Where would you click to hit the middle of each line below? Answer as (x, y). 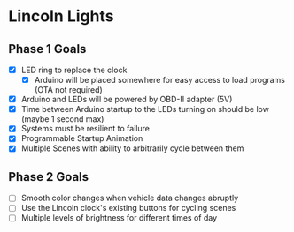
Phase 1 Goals (47, 49)
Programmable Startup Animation (82, 138)
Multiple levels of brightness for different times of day (119, 218)
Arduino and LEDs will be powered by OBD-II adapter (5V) (127, 100)
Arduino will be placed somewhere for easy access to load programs (159, 80)
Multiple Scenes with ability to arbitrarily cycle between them (132, 148)
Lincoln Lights (61, 16)
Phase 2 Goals (49, 177)
